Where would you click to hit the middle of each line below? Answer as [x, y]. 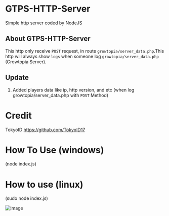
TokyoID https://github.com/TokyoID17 [45, 129]
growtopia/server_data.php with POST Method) [60, 95]
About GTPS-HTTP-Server [48, 39]
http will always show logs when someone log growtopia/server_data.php [82, 56]
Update [17, 78]
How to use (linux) [44, 184]
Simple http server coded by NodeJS [44, 23]
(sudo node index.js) [27, 198]
